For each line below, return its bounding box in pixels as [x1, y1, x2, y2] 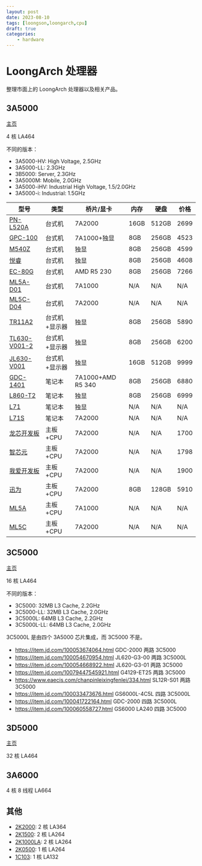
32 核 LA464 [6, 752, 38, 760]
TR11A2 [9, 317, 33, 326]
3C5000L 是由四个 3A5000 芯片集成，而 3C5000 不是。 [6, 633, 146, 641]
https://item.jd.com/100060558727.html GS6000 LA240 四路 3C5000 [14, 705, 187, 712]
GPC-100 [9, 233, 38, 242]
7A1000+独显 [75, 234, 115, 242]
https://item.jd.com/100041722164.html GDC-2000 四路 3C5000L [14, 698, 177, 705]
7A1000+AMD [75, 373, 117, 382]
